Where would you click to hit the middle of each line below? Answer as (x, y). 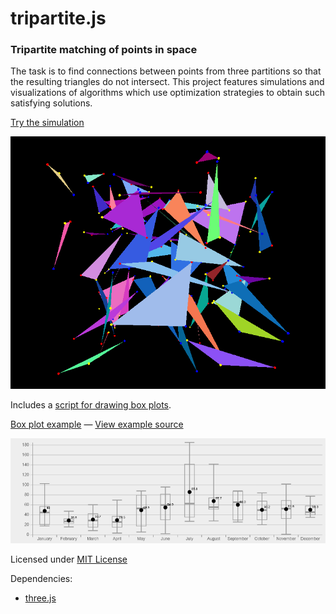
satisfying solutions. (51, 103)
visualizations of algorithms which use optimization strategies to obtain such (167, 93)
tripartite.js (58, 18)
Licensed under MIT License (69, 559)
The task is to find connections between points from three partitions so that (166, 71)
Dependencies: (41, 578)
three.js (40, 598)
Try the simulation (47, 123)
